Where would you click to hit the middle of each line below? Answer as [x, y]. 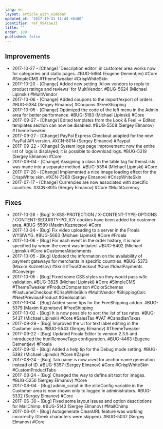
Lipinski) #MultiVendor [35, 94]
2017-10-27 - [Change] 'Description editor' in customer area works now [84, 68]
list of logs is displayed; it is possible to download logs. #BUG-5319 [79, 151]
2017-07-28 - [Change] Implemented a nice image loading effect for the [84, 172]
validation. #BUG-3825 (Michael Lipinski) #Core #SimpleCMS [74, 282]
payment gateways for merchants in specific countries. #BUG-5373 [80, 261]
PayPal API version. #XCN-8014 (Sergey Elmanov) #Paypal [71, 141]
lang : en [14, 10]
